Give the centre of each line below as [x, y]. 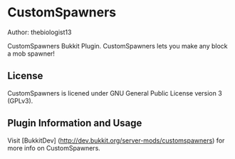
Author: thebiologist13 [40, 32]
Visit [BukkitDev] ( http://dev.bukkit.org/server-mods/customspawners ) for [116, 140]
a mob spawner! [31, 53]
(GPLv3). [20, 101]
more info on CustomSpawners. [54, 148]
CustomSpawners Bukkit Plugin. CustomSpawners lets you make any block [117, 46]
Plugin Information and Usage [75, 123]
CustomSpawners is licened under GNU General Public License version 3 [115, 93]
